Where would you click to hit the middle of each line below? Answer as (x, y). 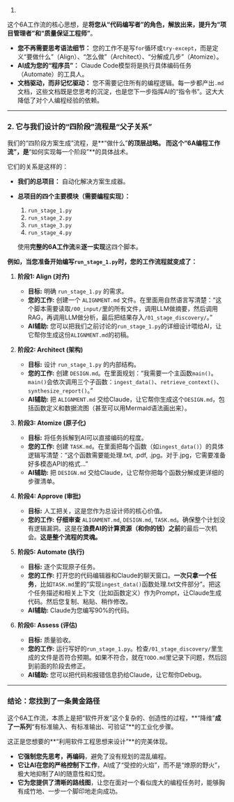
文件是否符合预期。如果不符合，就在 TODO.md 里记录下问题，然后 (130, 658)
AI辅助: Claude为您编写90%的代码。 (80, 610)
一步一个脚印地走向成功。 (85, 791)
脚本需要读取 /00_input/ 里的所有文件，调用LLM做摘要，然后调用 (126, 309)
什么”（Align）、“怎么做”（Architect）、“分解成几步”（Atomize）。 (130, 56)
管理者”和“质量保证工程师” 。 (55, 33)
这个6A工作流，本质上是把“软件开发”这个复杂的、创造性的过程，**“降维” (111, 718)
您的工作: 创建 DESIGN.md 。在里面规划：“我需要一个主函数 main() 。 (122, 373)
